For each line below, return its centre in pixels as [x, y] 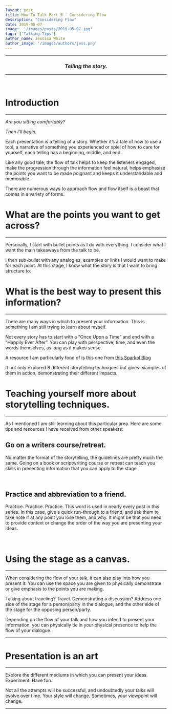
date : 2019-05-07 [24, 24]
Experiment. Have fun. [29, 680]
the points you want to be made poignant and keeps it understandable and [84, 173]
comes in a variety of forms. [35, 194]
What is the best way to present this [83, 292]
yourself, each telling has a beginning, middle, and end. [63, 152]
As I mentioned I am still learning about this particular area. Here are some [83, 424]
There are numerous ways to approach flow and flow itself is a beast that [82, 188]
